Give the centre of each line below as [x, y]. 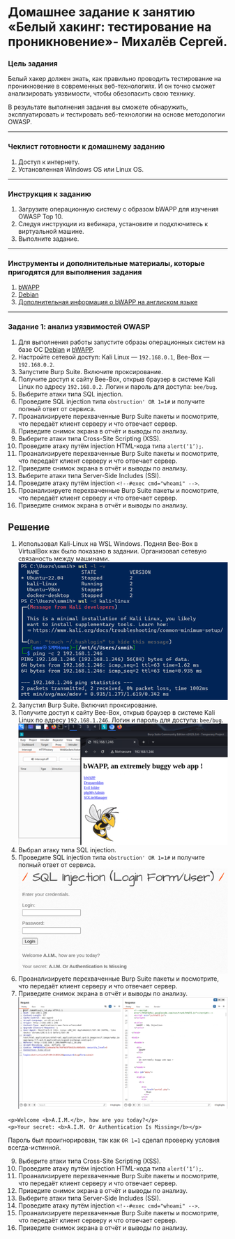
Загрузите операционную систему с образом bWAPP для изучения [118, 209]
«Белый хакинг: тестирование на [110, 27]
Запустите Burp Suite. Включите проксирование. [90, 371]
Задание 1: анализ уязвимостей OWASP [79, 327]
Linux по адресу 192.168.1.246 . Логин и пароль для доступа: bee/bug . [121, 720]
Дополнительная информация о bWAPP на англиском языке [108, 302]
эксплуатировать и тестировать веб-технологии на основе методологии [116, 114]
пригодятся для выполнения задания [75, 272]
